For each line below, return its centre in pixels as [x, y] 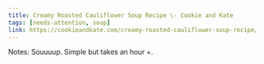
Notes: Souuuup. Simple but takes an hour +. [81, 52]
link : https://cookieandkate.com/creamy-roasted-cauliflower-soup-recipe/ [133, 30]
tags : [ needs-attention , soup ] [59, 23]
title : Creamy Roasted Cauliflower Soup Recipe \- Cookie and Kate [121, 15]
